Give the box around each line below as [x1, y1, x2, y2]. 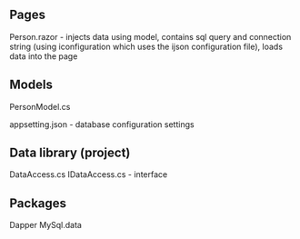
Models [9, 77, 53, 93]
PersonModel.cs [9, 101, 71, 112]
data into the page [9, 50, 78, 62]
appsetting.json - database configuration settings [9, 118, 195, 130]
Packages [9, 195, 66, 211]
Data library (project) [9, 145, 131, 161]
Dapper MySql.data [9, 220, 82, 231]
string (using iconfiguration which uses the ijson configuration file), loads [9, 41, 284, 52]
